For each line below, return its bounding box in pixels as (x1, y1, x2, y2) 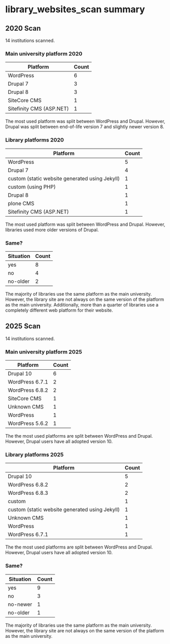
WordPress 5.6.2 (8, 420, 48, 427)
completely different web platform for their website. (5, 307, 114, 313)
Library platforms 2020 (5, 136, 64, 144)
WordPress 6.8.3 (8, 489, 48, 496)
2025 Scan (5, 322, 41, 330)
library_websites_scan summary (5, 4, 145, 15)
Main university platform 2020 (5, 50, 82, 57)
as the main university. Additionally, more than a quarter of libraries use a (5, 301, 159, 307)
